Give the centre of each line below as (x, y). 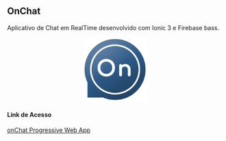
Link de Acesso (29, 115)
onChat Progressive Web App (49, 130)
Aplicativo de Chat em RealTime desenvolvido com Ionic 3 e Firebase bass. (113, 27)
